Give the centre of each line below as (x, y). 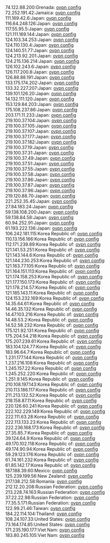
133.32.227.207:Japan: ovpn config (42, 88)
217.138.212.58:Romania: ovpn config (44, 481)
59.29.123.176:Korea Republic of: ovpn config (52, 454)
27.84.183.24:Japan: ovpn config (39, 207)
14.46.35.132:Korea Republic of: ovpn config (51, 309)
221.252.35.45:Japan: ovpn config (41, 201)
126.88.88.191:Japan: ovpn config (40, 77)
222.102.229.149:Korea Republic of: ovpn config (55, 411)
